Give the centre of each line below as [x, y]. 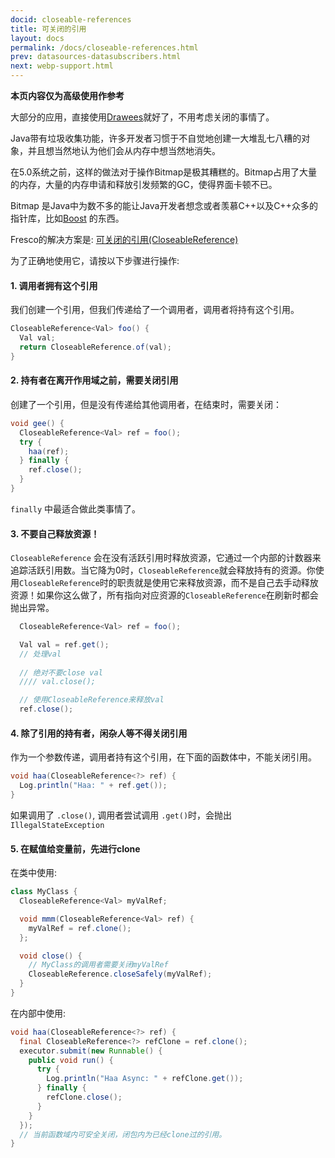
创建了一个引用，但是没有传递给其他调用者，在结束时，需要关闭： [146, 404]
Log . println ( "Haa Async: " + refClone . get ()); [145, 1079]
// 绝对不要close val [61, 672]
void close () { [51, 956]
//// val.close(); [58, 682]
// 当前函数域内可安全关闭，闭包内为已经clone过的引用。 [123, 1134]
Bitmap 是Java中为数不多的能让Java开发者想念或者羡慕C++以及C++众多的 [164, 205]
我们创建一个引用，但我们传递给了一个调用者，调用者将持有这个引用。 [155, 310]
